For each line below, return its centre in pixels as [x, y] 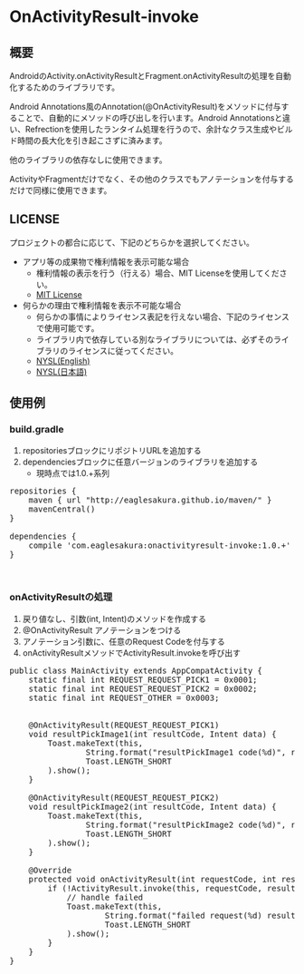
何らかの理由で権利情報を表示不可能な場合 [102, 305]
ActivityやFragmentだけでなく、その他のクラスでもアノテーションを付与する [152, 179]
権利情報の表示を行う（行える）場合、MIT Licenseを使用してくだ [158, 273]
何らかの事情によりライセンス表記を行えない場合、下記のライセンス [162, 317]
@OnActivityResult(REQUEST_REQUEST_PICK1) [124, 725]
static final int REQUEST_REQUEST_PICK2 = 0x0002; [143, 688]
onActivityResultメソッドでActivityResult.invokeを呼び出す [132, 653]
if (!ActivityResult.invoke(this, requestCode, [155, 888]
